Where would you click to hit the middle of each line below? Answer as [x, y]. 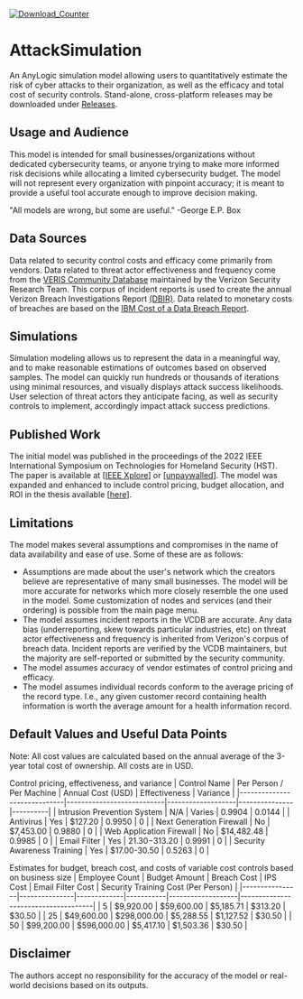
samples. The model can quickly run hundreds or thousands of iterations [144, 377]
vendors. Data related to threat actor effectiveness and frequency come [143, 270]
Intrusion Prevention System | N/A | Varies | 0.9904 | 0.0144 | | [174, 811]
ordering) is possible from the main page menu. [111, 610]
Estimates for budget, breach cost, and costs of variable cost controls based [151, 867]
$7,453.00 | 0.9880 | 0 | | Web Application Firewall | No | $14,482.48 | [139, 831]
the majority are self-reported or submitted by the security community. [154, 658]
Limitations [41, 523]
